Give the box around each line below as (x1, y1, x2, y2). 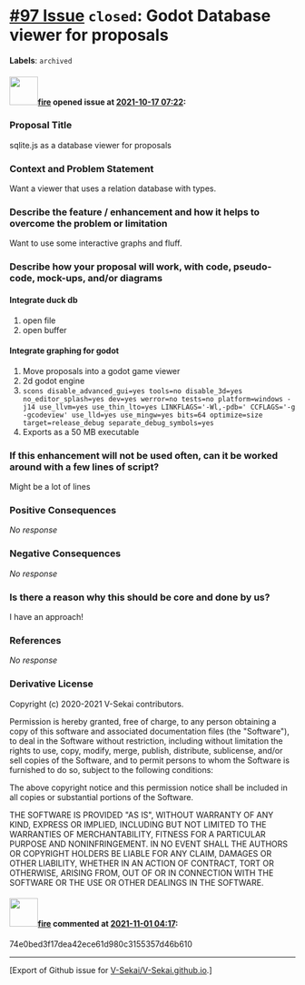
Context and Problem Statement (9, 162, 154, 175)
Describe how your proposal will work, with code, (9, 260, 231, 273)
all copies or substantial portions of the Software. (9, 791, 193, 802)
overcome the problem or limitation (9, 218, 168, 230)
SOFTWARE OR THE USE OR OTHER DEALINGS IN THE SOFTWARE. (9, 877, 264, 888)
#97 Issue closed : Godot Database (9, 5, 271, 26)
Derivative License (9, 677, 93, 690)
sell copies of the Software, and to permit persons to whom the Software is (9, 755, 290, 766)
